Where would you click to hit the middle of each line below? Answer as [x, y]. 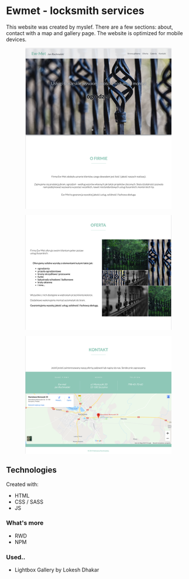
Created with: [23, 484]
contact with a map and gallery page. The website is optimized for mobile [94, 33]
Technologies [32, 470]
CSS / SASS [29, 502]
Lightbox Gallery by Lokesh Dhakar [57, 570]
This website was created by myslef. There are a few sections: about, [90, 27]
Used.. [16, 557]
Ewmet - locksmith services [75, 11]
